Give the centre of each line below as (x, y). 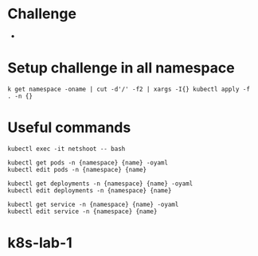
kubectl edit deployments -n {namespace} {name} (90, 190)
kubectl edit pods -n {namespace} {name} (77, 169)
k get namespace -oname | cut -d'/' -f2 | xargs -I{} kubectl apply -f (129, 89)
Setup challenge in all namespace (121, 68)
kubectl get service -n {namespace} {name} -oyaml (93, 204)
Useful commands (69, 128)
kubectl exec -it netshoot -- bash (66, 149)
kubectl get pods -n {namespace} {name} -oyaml (88, 163)
